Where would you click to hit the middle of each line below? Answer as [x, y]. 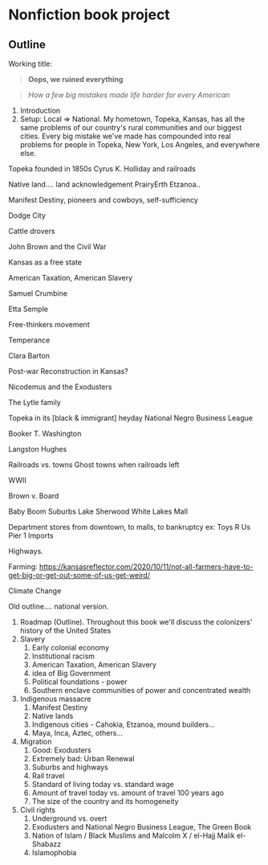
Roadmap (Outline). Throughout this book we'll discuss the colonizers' [136, 622]
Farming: [23, 567]
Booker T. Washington [45, 433]
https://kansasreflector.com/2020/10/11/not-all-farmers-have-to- [146, 567]
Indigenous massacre [55, 699]
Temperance [29, 340]
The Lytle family [35, 402]
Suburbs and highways [70, 767]
